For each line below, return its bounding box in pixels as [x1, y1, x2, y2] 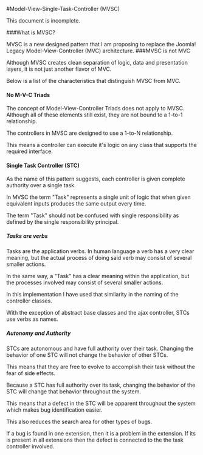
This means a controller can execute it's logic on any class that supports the [6, 142, 198, 149]
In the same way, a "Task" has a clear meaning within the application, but [6, 273, 190, 280]
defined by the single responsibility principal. [6, 218, 119, 226]
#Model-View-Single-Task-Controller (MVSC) [6, 5, 120, 12]
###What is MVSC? [6, 29, 56, 36]
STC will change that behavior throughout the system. [6, 388, 142, 395]
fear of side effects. [6, 370, 56, 377]
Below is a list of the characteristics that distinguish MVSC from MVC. [6, 77, 181, 84]
